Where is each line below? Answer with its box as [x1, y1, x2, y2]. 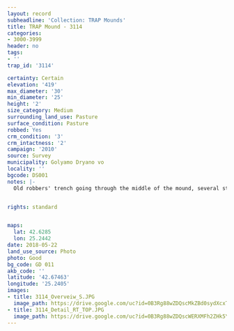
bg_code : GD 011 [7, 261, 54, 268]
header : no [7, 43, 39, 49]
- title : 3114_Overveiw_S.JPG [7, 293, 95, 300]
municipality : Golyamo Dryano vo [7, 159, 104, 166]
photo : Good [7, 254, 42, 261]
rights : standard [7, 203, 58, 210]
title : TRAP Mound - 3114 [7, 23, 82, 30]
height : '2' [7, 100, 42, 108]
